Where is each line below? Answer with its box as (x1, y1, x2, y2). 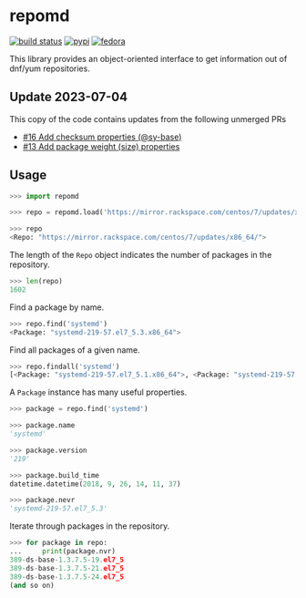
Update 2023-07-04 (9, 89, 128, 105)
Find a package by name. (9, 302, 105, 313)
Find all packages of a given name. (9, 344, 141, 356)
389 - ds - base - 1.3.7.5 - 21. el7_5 (9, 563, 125, 572)
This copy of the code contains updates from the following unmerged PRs (9, 113, 287, 124)
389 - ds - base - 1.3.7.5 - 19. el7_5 (9, 555, 125, 564)
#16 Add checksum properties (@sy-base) (22, 131, 182, 142)
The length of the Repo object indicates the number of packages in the (9, 250, 272, 261)
